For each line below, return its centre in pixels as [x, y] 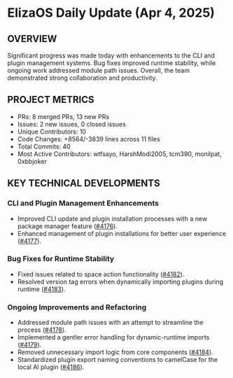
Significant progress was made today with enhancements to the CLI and [111, 55]
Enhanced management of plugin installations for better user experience [122, 233]
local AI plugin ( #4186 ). [51, 367]
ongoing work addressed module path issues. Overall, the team [99, 70]
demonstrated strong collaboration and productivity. [82, 78]
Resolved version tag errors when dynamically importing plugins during [120, 281]
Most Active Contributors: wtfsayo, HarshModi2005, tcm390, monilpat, [119, 154]
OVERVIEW [32, 39]
